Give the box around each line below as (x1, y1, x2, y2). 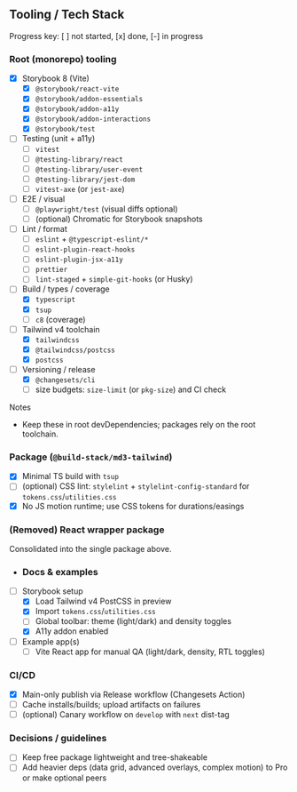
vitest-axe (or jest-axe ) (35, 183, 126, 194)
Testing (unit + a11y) (21, 133, 96, 144)
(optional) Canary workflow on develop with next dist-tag (21, 709, 231, 720)
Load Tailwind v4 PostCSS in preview (35, 596, 172, 607)
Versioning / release (21, 364, 96, 374)
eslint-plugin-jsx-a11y (35, 255, 124, 265)
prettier (35, 266, 68, 275)
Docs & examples (21, 565, 99, 578)
